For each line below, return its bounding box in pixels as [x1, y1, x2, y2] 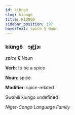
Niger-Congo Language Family [5, 104, 70, 110]
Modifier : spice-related [5, 85, 54, 91]
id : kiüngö [5, 7, 28, 13]
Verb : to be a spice [5, 65, 46, 71]
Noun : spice [5, 74, 31, 81]
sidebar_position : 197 [5, 21, 53, 27]
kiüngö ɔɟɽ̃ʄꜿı [5, 44, 41, 51]
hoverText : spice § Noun [5, 26, 58, 31]
